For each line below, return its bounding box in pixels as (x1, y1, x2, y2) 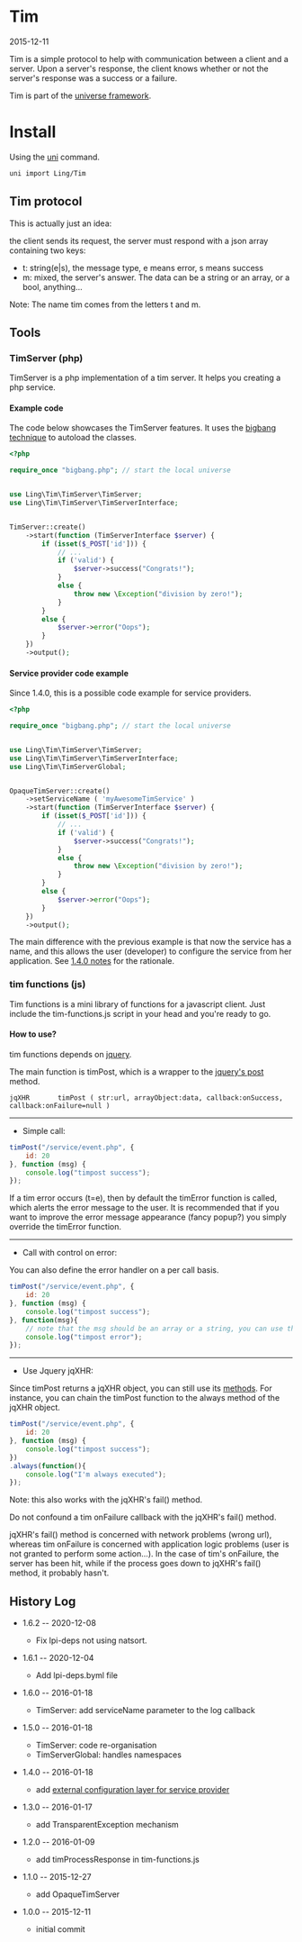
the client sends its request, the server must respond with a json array (9, 235, 269, 246)
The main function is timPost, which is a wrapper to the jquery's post (9, 1066, 264, 1077)
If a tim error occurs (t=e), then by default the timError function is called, (9, 1193, 278, 1203)
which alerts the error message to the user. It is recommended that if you (9, 1202, 280, 1213)
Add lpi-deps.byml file (35, 1670, 119, 1681)
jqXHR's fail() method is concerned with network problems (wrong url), (9, 1529, 272, 1540)
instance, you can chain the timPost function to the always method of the (9, 1393, 280, 1403)
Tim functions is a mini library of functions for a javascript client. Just (9, 998, 266, 1010)
